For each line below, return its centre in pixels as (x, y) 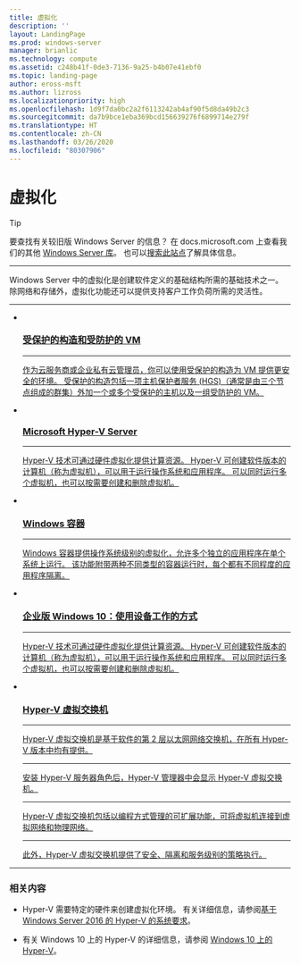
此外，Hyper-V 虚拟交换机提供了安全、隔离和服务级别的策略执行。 (144, 855)
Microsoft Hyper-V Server (79, 432)
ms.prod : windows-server (55, 42)
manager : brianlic (43, 51)
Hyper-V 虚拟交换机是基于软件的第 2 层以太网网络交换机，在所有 (141, 739)
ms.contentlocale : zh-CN (55, 134)
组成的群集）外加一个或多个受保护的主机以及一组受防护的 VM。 (147, 392)
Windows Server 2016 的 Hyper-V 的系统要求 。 (109, 920)
